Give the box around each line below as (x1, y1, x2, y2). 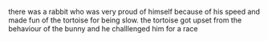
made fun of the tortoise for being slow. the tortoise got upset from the (8, 15, 242, 25)
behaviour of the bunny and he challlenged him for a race (8, 24, 198, 33)
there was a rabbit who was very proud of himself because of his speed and (8, 7, 261, 16)
